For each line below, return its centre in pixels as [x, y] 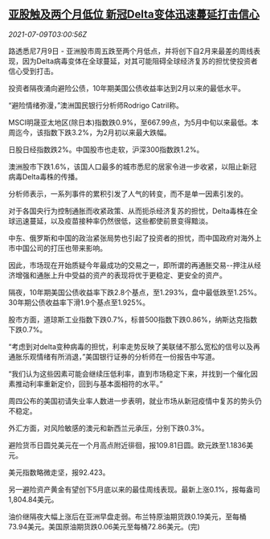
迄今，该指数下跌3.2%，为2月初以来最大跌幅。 [93, 132]
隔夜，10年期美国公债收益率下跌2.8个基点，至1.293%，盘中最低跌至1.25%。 [135, 292]
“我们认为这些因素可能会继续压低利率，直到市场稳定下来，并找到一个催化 [130, 373]
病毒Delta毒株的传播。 [45, 176]
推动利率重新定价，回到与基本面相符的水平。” [89, 384]
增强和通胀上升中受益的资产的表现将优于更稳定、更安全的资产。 [121, 275]
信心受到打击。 [33, 71]
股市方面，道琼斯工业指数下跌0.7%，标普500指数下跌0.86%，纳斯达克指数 [133, 319]
